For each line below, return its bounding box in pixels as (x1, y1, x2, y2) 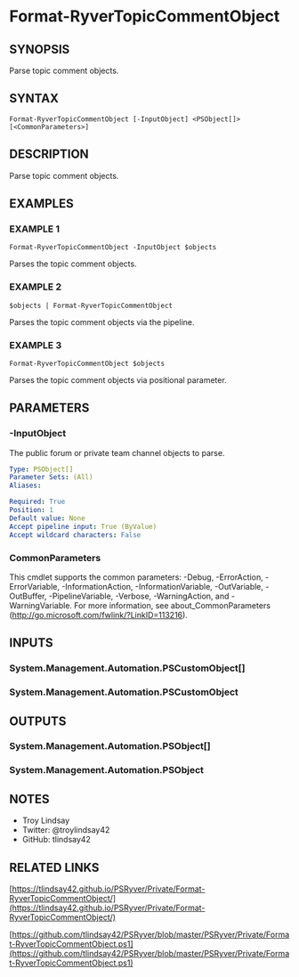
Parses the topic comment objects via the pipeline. (9, 316, 195, 327)
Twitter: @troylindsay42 (21, 825, 110, 835)
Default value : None (9, 514, 86, 523)
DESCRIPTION (9, 147, 89, 162)
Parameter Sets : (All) (9, 473, 93, 482)
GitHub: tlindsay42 (21, 835, 92, 845)
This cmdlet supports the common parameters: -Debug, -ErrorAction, (9, 572, 264, 582)
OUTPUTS (9, 713, 67, 729)
